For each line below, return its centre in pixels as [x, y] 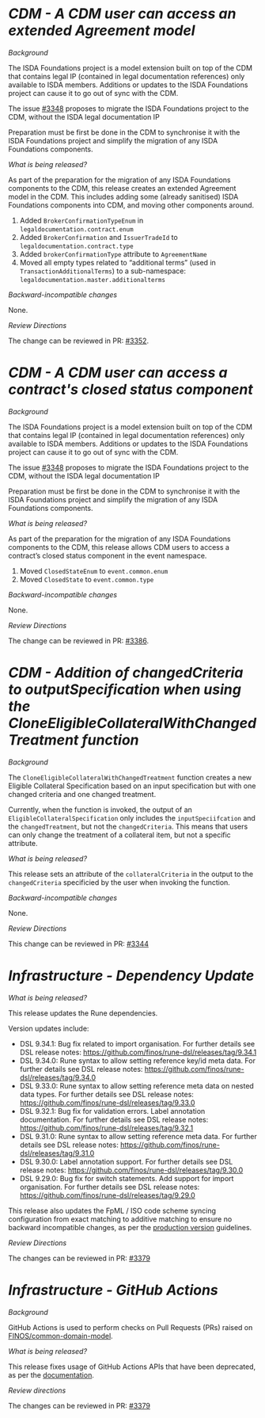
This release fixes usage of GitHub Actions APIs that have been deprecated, [132, 1367]
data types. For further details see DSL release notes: [106, 1094]
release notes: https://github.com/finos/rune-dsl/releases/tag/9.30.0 [131, 1170]
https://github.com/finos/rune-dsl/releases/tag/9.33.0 [107, 1103]
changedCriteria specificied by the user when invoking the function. [119, 882]
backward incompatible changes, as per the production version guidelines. [130, 1227]
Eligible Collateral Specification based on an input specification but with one [132, 786]
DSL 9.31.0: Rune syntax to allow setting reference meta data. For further [138, 1136]
